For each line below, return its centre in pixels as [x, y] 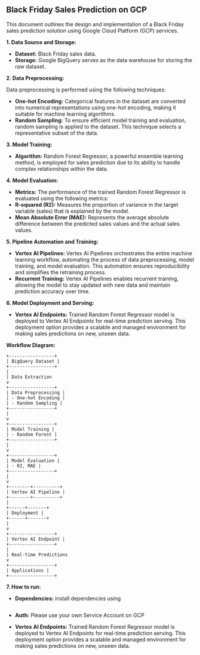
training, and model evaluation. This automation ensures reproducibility [102, 266]
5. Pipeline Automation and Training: [52, 241]
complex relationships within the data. [61, 169]
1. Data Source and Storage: [41, 42]
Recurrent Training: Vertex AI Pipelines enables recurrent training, [97, 278]
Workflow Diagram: [31, 345]
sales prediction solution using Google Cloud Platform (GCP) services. [93, 30]
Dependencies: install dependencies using [68, 598]
